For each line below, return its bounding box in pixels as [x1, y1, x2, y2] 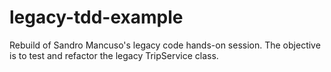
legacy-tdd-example [9, 6, 184, 29]
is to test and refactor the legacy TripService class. [9, 49, 219, 61]
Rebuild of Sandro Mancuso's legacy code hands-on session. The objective [9, 39, 321, 51]
